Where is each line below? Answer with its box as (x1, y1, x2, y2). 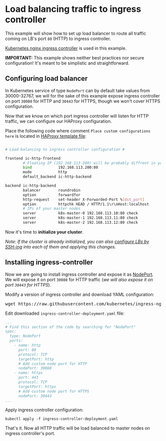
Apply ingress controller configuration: (5, 407, 83, 413)
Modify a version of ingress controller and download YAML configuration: (5, 291, 155, 297)
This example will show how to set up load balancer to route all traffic (5, 30, 147, 36)
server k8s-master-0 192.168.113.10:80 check (23, 211, 138, 216)
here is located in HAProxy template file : (5, 133, 86, 139)
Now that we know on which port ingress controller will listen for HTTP (5, 113, 149, 119)
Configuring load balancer (5, 74, 88, 83)
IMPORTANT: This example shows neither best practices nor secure (5, 54, 144, 60)
